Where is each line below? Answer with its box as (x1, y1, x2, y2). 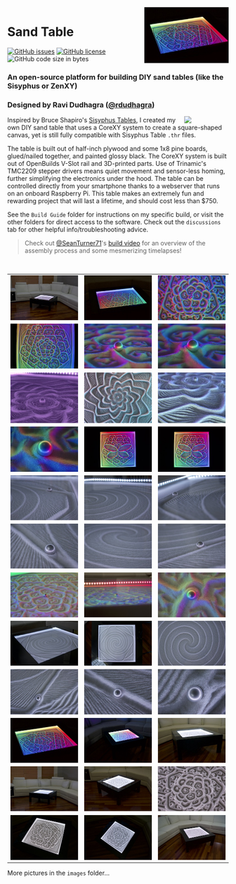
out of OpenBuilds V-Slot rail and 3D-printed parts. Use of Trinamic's (7, 160, 207, 168)
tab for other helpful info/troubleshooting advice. (7, 225, 149, 234)
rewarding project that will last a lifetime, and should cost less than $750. (7, 197, 218, 205)
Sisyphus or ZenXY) (7, 81, 78, 91)
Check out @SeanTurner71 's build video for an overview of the (24, 239, 206, 248)
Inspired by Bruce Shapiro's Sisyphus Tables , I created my (7, 116, 176, 124)
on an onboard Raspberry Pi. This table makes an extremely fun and (7, 189, 204, 198)
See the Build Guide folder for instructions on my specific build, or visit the (7, 210, 224, 219)
